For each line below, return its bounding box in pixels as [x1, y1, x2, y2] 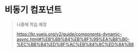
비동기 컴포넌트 [4, 4, 62, 16]
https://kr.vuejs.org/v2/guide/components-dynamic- [16, 31, 122, 37]
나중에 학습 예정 [16, 21, 47, 27]
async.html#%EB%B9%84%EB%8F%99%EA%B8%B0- [16, 36, 130, 42]
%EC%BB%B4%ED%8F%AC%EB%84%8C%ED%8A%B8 [16, 41, 134, 47]
